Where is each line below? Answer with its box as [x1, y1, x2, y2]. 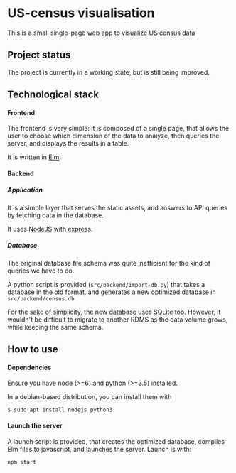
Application [7, 185, 43, 194]
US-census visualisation [7, 5, 155, 21]
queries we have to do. [7, 266, 75, 275]
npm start [7, 458, 37, 466]
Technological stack [7, 89, 100, 101]
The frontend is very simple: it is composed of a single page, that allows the [7, 124, 230, 133]
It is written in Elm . [7, 153, 62, 161]
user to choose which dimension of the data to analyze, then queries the [7, 131, 220, 140]
